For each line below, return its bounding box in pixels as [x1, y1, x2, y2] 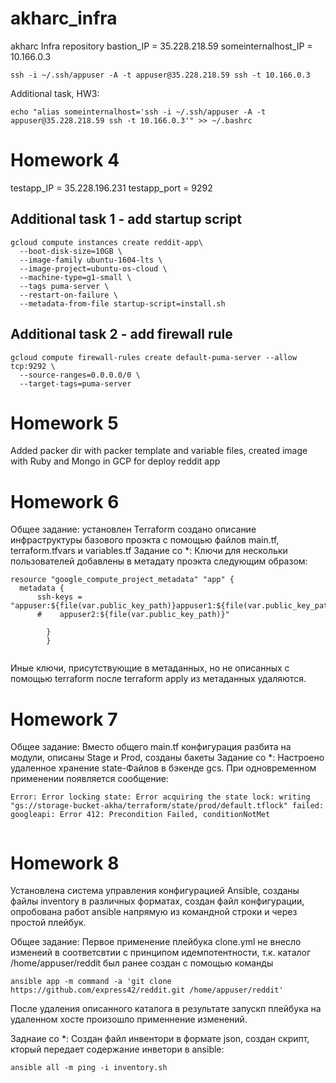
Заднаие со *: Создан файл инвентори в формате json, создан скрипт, [10, 1033, 310, 1045]
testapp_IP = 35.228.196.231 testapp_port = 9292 [10, 182, 213, 194]
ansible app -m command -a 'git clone [10, 977, 172, 987]
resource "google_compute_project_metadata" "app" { [10, 575, 235, 585]
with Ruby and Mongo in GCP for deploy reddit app [10, 455, 221, 467]
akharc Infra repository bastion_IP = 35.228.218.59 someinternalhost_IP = [10, 40, 313, 52]
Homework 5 [10, 412, 119, 434]
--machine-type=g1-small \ [19, 272, 132, 282]
